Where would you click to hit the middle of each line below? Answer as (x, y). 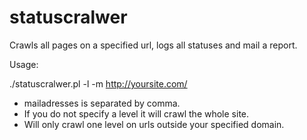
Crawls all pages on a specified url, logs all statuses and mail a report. (153, 45)
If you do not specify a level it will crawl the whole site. (136, 113)
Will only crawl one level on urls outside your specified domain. (154, 124)
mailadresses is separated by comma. (102, 103)
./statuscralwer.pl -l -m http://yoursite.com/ (98, 83)
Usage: (24, 64)
